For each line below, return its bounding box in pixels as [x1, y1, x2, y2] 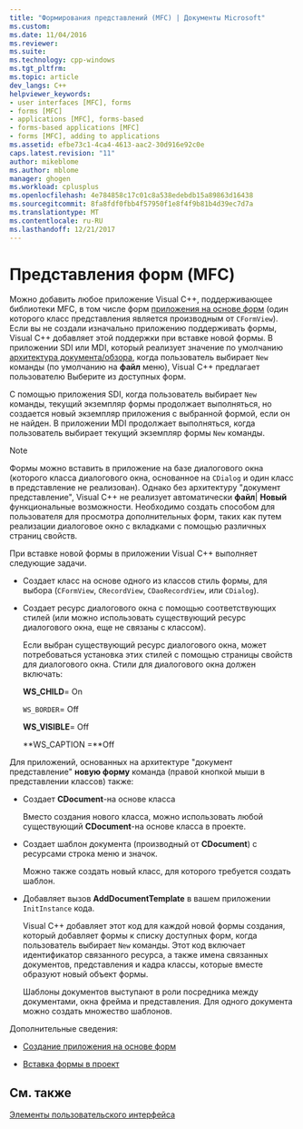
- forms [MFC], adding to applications [9, 132, 161, 141]
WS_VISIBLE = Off [22, 721, 89, 732]
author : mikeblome [9, 156, 79, 166]
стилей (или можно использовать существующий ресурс [22, 612, 247, 623]
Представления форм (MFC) [9, 264, 236, 285]
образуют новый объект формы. [22, 969, 149, 980]
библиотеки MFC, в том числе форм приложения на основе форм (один [9, 304, 288, 315]
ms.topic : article [9, 73, 79, 82]
